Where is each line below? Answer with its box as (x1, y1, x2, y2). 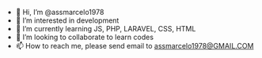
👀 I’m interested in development (15, 16, 120, 25)
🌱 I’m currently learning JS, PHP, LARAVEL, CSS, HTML (15, 24, 196, 33)
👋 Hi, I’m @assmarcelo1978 (15, 8, 104, 16)
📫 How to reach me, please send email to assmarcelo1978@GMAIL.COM (15, 42, 254, 50)
